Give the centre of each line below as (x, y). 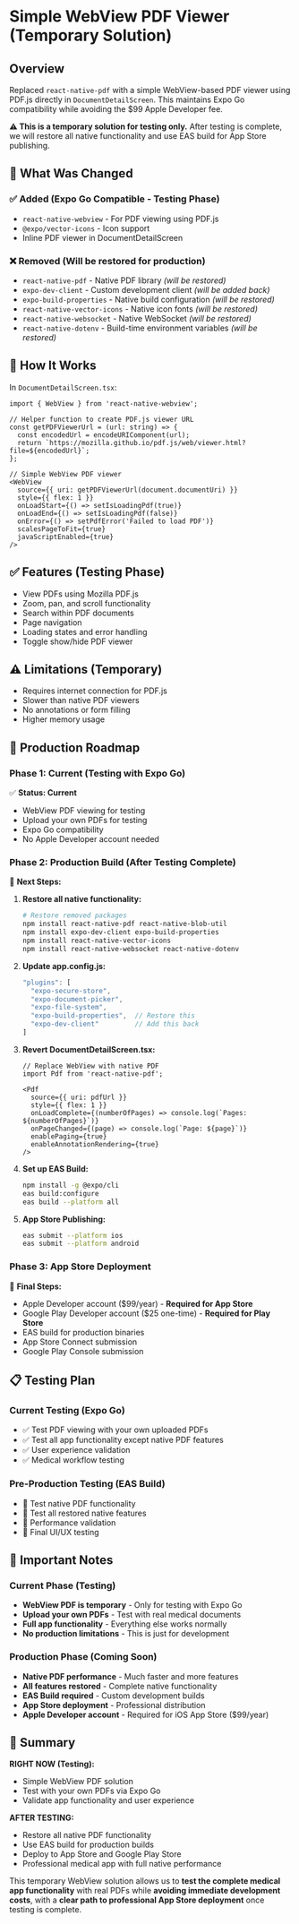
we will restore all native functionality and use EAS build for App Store (138, 136)
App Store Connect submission (80, 1342)
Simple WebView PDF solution (78, 1782)
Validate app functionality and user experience (108, 1800)
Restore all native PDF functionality (87, 1835)
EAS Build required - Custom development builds (113, 1696)
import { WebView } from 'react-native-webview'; (104, 404)
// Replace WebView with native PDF (90, 1066)
